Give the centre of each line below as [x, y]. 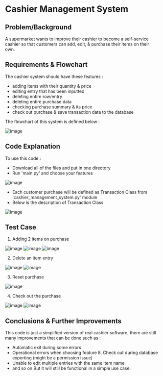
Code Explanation [33, 146]
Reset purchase [28, 277]
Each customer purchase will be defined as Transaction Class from [80, 192]
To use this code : [23, 158]
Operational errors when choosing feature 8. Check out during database [85, 353]
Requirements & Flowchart [47, 65]
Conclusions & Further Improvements [63, 321]
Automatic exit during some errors [47, 348]
